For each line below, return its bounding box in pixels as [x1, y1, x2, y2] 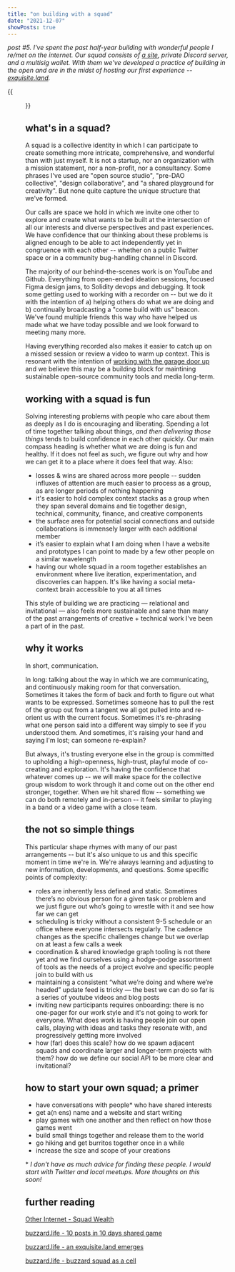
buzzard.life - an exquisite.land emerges [25, 1243, 144, 1251]
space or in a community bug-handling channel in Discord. [25, 254, 198, 262]
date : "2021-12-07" [7, 17, 66, 24]
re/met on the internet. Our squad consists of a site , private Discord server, [7, 51, 229, 59]
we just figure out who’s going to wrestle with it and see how [35, 901, 214, 911]
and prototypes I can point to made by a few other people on [35, 547, 215, 556]
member [35, 532, 61, 540]
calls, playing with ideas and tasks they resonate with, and [35, 1023, 207, 1032]
